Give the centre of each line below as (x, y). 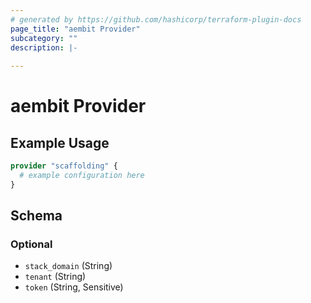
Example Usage (60, 142)
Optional (31, 244)
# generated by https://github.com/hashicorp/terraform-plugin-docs (156, 19)
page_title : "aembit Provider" (75, 29)
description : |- (44, 47)
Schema (36, 216)
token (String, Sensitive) (74, 287)
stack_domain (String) (68, 266)
